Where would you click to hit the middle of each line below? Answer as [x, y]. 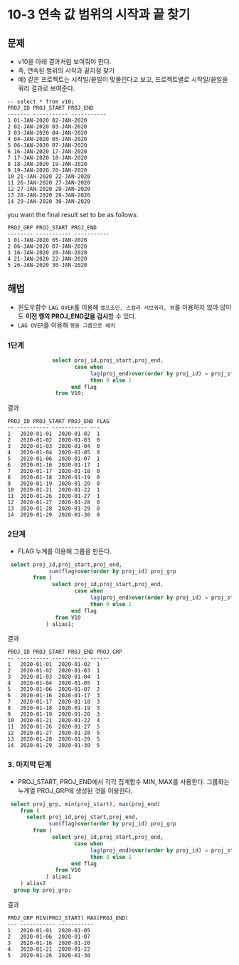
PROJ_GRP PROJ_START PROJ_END [52, 228]
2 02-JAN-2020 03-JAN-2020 [47, 127]
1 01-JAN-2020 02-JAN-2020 [47, 120]
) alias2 [33, 884]
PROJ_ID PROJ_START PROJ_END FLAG [59, 422]
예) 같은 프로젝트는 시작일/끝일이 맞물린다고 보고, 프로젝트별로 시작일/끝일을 [123, 79]
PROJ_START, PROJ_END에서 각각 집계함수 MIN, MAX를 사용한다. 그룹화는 [123, 781]
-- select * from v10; [41, 102]
